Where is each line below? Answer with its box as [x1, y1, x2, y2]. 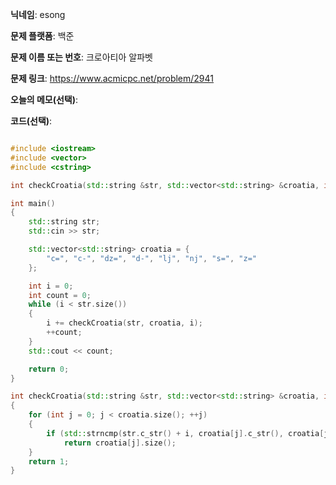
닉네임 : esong [10, 9, 66, 20]
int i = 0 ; [28, 281, 74, 291]
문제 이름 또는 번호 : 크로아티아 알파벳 [10, 51, 153, 63]
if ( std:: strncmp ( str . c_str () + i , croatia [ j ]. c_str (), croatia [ [46, 428, 325, 438]
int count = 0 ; [28, 290, 92, 300]
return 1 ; [28, 456, 70, 467]
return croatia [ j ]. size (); [63, 438, 177, 448]
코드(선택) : [10, 115, 53, 127]
